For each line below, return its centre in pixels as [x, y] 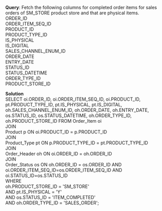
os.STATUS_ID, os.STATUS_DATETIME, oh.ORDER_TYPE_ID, [69, 116]
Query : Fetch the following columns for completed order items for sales [81, 7]
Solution [15, 94]
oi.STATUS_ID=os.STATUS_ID [37, 176]
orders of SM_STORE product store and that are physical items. [72, 13]
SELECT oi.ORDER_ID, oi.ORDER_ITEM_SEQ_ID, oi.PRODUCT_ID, [73, 99]
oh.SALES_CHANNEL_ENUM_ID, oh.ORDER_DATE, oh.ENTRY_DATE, [77, 110]
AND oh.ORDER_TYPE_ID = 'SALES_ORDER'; [52, 203]
